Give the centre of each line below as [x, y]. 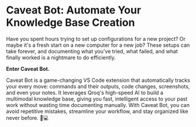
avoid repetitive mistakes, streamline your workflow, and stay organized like [97, 111]
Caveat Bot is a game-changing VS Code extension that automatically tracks [98, 80]
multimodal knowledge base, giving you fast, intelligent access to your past [97, 99]
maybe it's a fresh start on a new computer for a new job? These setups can [98, 45]
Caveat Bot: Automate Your [74, 10]
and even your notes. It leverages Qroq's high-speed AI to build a [85, 92]
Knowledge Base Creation [71, 23]
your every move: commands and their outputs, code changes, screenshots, [98, 86]
